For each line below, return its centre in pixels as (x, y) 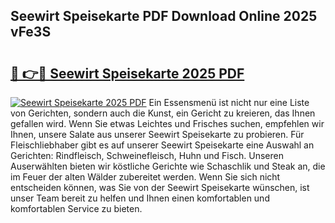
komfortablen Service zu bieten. (76, 208)
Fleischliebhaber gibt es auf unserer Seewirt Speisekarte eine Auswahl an (162, 145)
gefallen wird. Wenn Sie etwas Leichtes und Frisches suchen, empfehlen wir (167, 123)
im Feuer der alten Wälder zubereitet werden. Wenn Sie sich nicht (145, 177)
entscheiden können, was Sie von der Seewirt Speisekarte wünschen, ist (160, 187)
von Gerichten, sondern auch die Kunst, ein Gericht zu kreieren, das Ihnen (163, 113)
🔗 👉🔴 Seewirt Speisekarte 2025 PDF (127, 73)
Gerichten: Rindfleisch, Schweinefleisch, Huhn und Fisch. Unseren (147, 155)
